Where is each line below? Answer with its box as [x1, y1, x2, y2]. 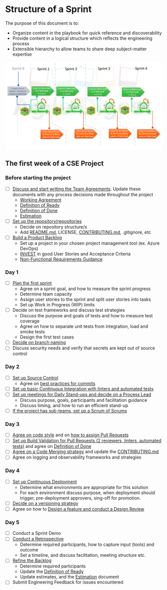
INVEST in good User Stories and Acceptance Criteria [19, 251, 131, 257]
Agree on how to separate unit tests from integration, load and [19, 323, 148, 329]
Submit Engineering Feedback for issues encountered [12, 579, 123, 585]
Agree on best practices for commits [19, 380, 96, 386]
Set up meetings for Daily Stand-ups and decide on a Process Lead [12, 391, 151, 397]
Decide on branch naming [12, 339, 66, 345]
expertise [12, 51, 32, 57]
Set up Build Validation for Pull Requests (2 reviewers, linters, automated [12, 438, 161, 444]
